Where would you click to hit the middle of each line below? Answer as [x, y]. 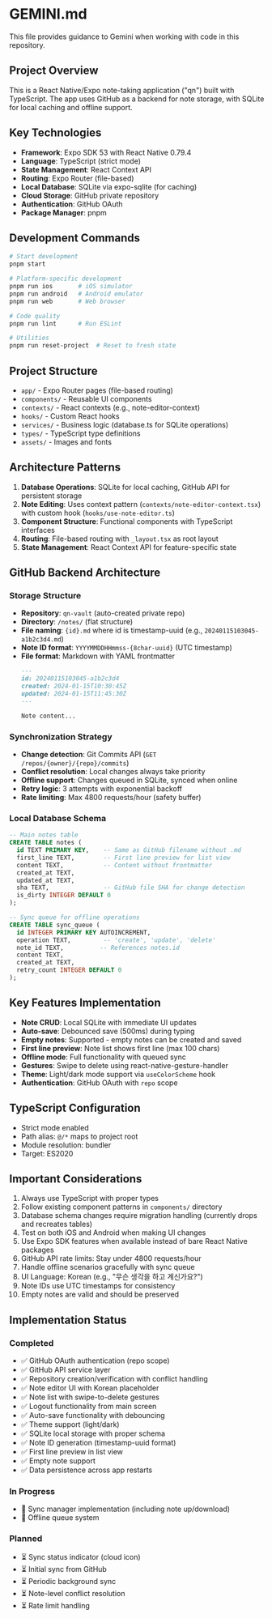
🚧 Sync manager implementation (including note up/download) [125, 1509]
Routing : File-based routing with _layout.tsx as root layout [120, 539]
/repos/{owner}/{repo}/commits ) [75, 763]
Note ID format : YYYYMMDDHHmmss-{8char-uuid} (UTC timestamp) [127, 648]
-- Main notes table [44, 835]
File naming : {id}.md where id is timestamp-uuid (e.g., [112, 630]
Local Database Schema [58, 818]
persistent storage [51, 496]
